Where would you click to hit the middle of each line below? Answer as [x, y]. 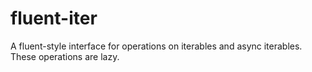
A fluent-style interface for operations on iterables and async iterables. [156, 46]
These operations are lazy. [65, 56]
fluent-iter [54, 18]
